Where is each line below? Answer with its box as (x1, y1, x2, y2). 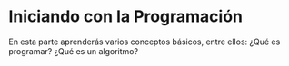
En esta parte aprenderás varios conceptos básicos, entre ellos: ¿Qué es (8, 36, 281, 47)
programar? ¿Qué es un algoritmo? (8, 45, 138, 56)
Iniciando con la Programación (8, 6, 243, 27)
